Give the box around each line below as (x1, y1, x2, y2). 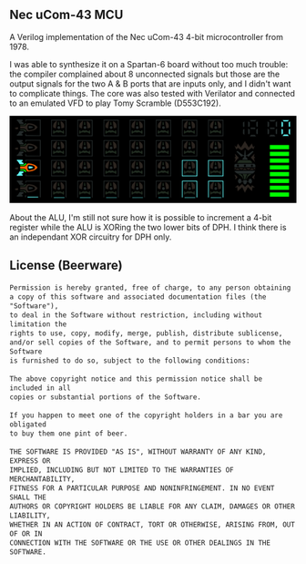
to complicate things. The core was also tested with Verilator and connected (9, 87, 296, 98)
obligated (9, 419, 47, 429)
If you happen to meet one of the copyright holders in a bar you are (9, 410, 283, 420)
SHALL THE (9, 492, 47, 502)
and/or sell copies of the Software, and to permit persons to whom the (9, 337, 291, 347)
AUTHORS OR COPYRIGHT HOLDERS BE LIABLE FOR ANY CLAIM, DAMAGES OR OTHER (9, 501, 296, 511)
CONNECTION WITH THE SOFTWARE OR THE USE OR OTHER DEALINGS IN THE (9, 538, 271, 548)
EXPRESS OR (9, 456, 51, 466)
